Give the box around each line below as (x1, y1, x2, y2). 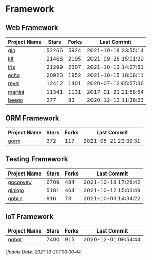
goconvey (8, 179, 32, 186)
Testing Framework (5, 155, 68, 163)
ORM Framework (5, 114, 59, 123)
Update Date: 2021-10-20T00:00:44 (5, 249, 81, 255)
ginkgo (8, 187, 24, 194)
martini (8, 89, 24, 95)
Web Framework (5, 23, 58, 32)
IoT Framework (5, 212, 54, 221)
